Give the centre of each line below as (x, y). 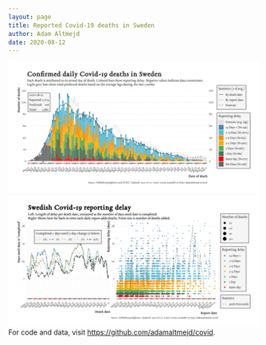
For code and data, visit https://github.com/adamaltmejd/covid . (112, 332)
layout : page (30, 17)
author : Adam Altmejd (44, 34)
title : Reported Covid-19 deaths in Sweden (82, 25)
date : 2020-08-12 (37, 42)
